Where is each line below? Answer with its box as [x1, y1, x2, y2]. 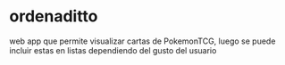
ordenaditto [9, 6, 98, 27]
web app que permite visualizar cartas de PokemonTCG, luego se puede [9, 36, 276, 46]
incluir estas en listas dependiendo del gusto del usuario [9, 45, 217, 55]
